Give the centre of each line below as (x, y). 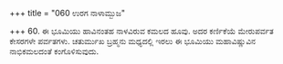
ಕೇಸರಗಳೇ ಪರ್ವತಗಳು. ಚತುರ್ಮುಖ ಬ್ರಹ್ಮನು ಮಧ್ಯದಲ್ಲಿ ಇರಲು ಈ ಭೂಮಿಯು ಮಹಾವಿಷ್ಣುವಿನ (133, 41)
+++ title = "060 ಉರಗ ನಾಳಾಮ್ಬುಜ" (68, 13)
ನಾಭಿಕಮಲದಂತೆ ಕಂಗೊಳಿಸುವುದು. (54, 51)
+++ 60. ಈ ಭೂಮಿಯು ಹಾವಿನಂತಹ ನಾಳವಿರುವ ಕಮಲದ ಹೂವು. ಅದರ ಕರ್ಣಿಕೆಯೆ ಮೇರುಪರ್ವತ (141, 31)
